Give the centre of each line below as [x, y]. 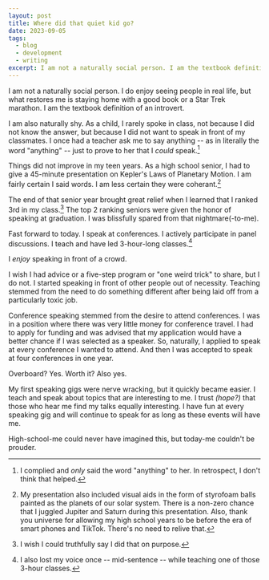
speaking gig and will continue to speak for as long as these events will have [134, 415]
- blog [26, 46]
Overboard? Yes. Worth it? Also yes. [68, 374]
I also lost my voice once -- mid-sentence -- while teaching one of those [140, 560]
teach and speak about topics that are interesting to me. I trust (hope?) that [132, 398]
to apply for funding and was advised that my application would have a [125, 333]
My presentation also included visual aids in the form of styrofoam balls [138, 495]
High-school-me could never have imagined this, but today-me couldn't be [132, 439]
